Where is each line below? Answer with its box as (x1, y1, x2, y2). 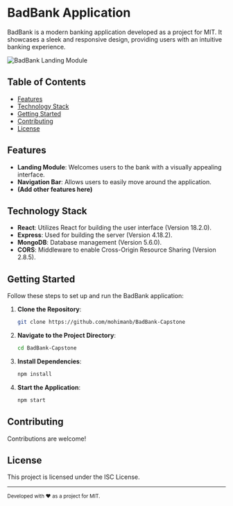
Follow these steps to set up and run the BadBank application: (7, 292, 184, 300)
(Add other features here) (17, 185, 93, 193)
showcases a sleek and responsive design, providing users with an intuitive (7, 35, 223, 43)
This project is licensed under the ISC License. (7, 473, 140, 481)
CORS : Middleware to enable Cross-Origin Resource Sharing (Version (17, 245, 216, 254)
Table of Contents (7, 76, 87, 88)
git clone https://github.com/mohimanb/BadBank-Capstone (17, 318, 186, 326)
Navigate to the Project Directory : (17, 332, 116, 340)
